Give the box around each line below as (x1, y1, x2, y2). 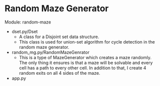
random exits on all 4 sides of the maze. (19, 70, 100, 76)
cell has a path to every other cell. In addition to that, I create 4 (19, 64, 146, 71)
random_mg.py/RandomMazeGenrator (11, 49, 90, 55)
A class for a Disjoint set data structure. (19, 34, 99, 40)
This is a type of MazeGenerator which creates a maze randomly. (19, 54, 152, 60)
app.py (11, 75, 27, 81)
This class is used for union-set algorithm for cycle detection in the (19, 39, 155, 44)
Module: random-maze (4, 19, 51, 25)
